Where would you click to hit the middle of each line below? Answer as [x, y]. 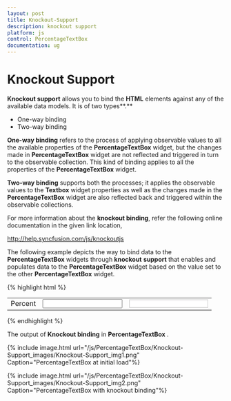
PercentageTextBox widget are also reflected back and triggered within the [115, 197]
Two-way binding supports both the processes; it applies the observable [111, 183]
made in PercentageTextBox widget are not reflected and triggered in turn [113, 154]
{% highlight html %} [37, 287]
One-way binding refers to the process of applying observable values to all [114, 140]
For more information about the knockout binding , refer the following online [115, 218]
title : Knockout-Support [43, 20]
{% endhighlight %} [35, 320]
